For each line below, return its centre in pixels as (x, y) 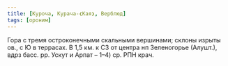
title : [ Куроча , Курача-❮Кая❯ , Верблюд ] (67, 14)
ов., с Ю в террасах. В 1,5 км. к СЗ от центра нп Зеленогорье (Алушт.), (112, 47)
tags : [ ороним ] (29, 20)
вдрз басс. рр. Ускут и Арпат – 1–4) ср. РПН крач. (81, 55)
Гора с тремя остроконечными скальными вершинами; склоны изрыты (114, 40)
